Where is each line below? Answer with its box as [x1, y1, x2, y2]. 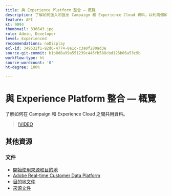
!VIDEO [17, 121, 33, 127]
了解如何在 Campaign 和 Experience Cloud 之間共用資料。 [5, 111, 128, 117]
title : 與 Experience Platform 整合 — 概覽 [5, 7, 96, 13]
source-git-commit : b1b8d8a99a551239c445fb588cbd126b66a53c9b [5, 50, 141, 55]
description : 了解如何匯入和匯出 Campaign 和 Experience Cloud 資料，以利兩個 [5, 12, 164, 17]
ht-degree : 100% [5, 65, 40, 70]
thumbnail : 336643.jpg [5, 27, 54, 32]
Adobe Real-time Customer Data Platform [12, 172, 101, 179]
